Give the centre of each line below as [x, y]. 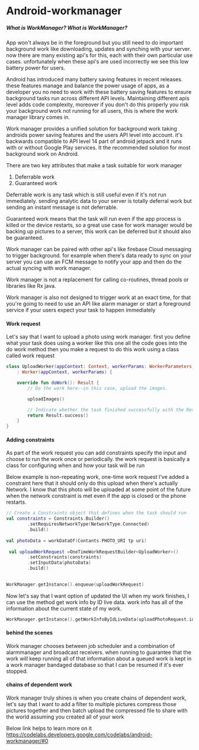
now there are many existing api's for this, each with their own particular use [99, 55]
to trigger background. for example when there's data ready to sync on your [99, 256]
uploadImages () [46, 399]
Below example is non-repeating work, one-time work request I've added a [98, 477]
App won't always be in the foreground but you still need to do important [95, 43]
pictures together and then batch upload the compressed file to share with [97, 711]
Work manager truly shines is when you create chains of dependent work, [96, 698]
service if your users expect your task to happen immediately [81, 310]
